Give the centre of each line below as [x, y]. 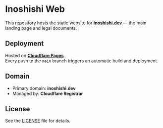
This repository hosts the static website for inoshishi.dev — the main [76, 23]
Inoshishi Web [35, 9]
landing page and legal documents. [41, 28]
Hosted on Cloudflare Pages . [35, 55]
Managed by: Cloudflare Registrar [48, 93]
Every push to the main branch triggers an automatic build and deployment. [82, 61]
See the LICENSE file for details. [38, 121]
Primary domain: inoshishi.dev [44, 88]
